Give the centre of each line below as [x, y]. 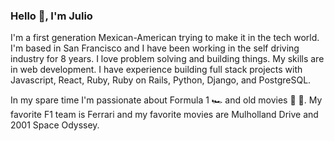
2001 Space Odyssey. [55, 125]
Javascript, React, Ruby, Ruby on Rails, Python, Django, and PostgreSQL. [161, 80]
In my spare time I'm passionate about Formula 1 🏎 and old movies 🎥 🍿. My [166, 100]
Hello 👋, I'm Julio [51, 16]
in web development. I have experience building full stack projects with [156, 70]
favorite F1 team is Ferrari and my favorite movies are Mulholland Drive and [164, 115]
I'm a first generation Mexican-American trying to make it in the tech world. [165, 38]
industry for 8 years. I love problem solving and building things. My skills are [167, 59]
